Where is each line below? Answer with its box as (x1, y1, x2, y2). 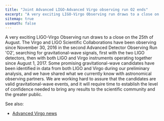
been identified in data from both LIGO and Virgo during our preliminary (5, 66, 150, 72)
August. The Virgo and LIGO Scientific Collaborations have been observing (5, 40, 157, 46)
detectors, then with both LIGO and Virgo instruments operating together (5, 55, 152, 61)
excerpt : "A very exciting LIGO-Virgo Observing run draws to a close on (5, 12, 160, 17)
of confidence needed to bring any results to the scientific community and (5, 86, 156, 92)
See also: (5, 101, 24, 107)
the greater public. (5, 92, 43, 97)
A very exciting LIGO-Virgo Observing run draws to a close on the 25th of (5, 34, 154, 40)
